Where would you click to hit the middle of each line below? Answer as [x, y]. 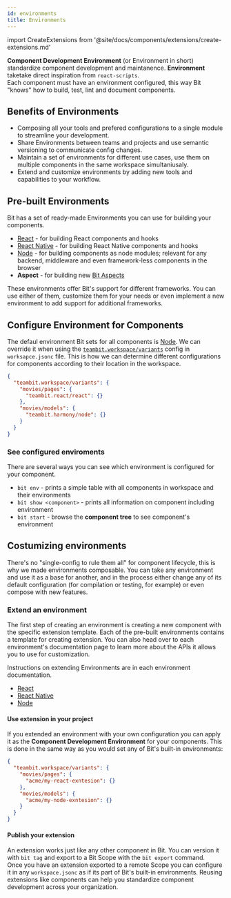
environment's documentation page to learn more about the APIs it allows [111, 647]
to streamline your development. [63, 135]
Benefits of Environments [63, 111]
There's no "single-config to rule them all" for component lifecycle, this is [111, 562]
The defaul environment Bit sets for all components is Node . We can [104, 341]
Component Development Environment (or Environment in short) [101, 60]
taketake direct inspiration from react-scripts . [73, 75]
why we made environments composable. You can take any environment [110, 570]
